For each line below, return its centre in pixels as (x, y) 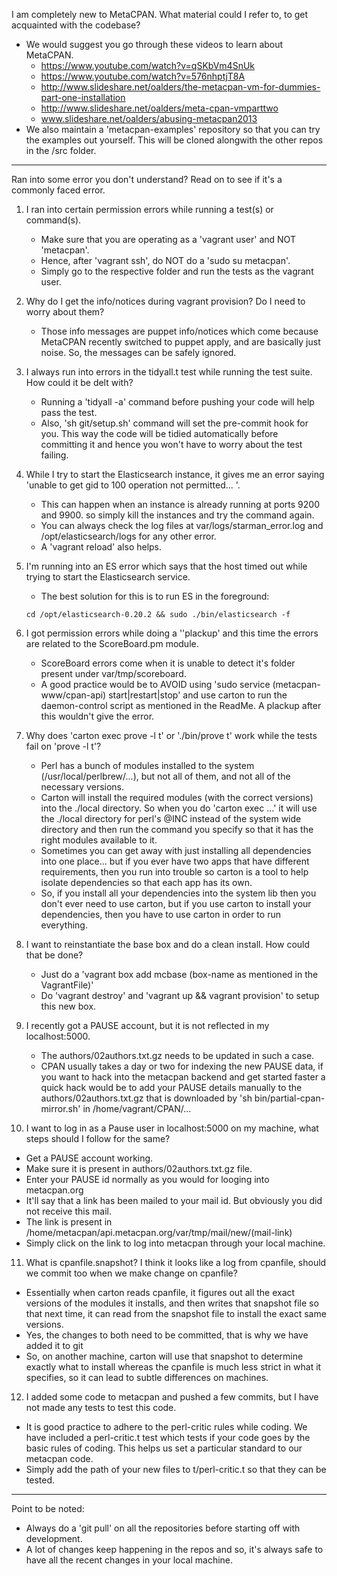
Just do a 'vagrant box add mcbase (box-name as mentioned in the (179, 974)
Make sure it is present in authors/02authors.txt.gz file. (139, 1168)
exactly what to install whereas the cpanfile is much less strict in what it (173, 1367)
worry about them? (65, 312)
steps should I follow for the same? (98, 1138)
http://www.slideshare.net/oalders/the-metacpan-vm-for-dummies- (180, 87)
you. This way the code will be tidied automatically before (159, 433)
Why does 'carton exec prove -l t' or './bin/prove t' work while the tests (171, 735)
